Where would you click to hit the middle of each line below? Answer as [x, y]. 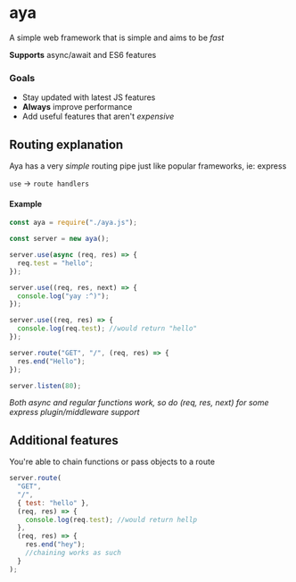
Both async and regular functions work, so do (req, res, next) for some [139, 403]
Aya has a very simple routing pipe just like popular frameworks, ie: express [148, 166]
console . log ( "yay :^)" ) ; [63, 296]
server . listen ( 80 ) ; [45, 386]
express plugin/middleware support [74, 412]
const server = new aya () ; [59, 239]
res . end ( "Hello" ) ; [52, 361]
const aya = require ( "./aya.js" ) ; [74, 223]
